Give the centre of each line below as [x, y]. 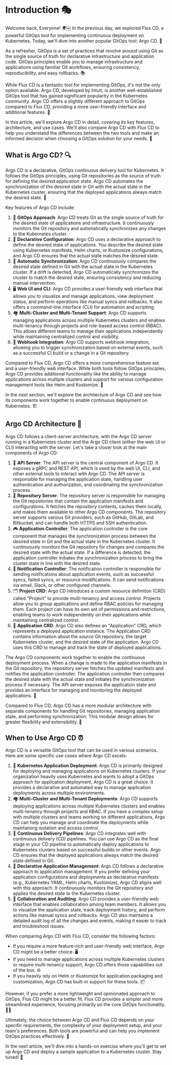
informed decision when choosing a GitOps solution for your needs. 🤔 [79, 138]
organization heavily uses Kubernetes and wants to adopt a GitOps [83, 777]
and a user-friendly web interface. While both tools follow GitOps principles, [86, 368]
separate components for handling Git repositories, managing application [83, 711]
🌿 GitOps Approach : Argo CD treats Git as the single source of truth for [88, 217]
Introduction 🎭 [39, 10]
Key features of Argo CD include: [40, 207]
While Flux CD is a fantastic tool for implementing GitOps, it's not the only [83, 85]
